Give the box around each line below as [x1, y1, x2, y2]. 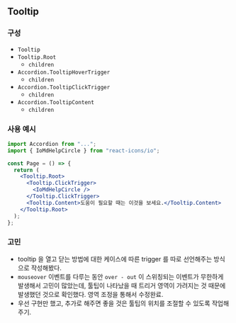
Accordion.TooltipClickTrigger [17, 84, 111, 91]
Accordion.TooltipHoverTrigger [17, 69, 111, 76]
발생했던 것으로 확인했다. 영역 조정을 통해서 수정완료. [17, 290, 164, 298]
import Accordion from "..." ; [7, 140, 97, 147]
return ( [13, 166, 40, 174]
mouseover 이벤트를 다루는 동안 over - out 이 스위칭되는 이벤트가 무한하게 [17, 272, 224, 280]
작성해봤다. [30, 263, 62, 272]
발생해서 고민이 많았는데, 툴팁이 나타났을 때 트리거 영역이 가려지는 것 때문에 [17, 281, 226, 290]
